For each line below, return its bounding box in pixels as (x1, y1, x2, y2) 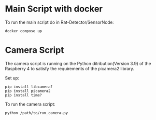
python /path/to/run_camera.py (5, 110, 68, 115)
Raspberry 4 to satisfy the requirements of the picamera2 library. (5, 66, 134, 71)
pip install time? (5, 93, 42, 97)
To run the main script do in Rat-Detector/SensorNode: (5, 19, 114, 25)
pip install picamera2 (5, 88, 51, 93)
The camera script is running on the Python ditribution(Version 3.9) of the (5, 60, 151, 66)
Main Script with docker (5, 3, 103, 14)
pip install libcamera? (5, 84, 53, 89)
